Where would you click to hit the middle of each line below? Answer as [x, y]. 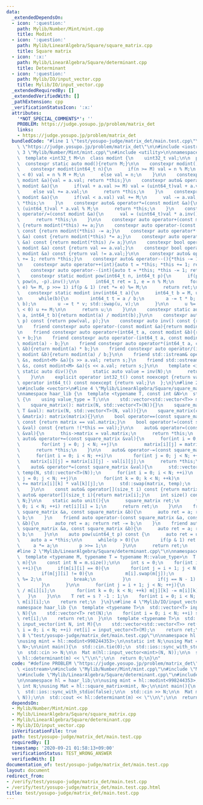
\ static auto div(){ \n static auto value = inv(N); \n [94, 371]
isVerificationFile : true [44, 731]
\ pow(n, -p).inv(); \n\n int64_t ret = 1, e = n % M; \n [95, 282]
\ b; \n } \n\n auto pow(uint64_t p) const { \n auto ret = [105, 535]
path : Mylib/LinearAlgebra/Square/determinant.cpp [82, 62]
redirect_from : [25, 776]
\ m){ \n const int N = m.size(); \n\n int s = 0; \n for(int [105, 563]
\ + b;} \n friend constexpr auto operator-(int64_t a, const [100, 338]
